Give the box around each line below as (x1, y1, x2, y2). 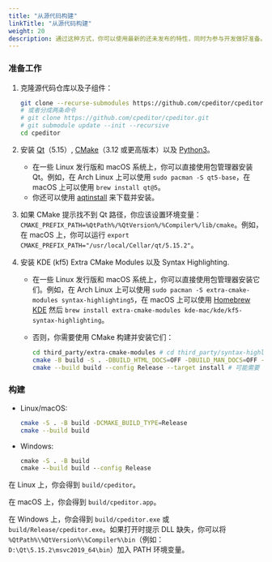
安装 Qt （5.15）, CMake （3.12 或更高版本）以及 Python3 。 (19, 144, 215, 154)
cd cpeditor (19, 129, 61, 138)
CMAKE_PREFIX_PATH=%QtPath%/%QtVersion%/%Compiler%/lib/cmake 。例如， (19, 220, 263, 230)
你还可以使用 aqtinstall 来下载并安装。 (32, 192, 159, 202)
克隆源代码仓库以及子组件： (19, 83, 113, 92)
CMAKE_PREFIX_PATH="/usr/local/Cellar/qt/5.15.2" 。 (19, 240, 198, 250)
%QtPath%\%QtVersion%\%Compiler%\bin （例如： (8, 534, 164, 544)
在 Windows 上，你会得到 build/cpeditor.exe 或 (8, 514, 170, 524)
